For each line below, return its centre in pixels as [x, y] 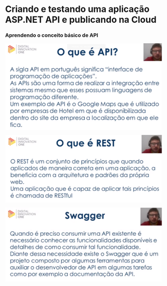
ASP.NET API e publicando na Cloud [81, 20]
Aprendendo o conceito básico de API [52, 35]
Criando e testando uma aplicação [78, 9]
